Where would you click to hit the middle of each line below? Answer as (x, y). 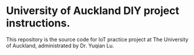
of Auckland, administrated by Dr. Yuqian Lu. (60, 46)
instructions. (38, 23)
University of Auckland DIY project (93, 11)
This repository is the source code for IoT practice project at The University (97, 39)
